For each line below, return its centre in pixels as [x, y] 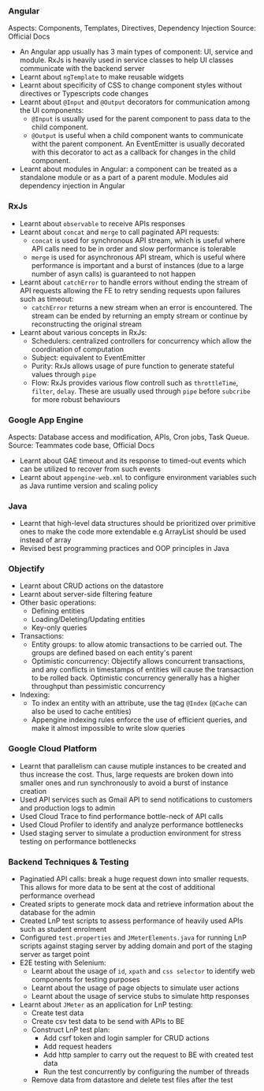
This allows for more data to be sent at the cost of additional [117, 888]
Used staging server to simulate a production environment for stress [130, 832]
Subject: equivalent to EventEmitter [88, 357]
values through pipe [64, 374]
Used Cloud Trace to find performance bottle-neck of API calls [121, 816]
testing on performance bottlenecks [78, 841]
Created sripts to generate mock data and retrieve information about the [137, 904]
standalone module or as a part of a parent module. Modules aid [124, 177]
